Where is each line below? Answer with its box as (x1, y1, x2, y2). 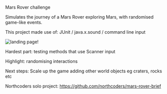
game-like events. (5, 20, 43, 25)
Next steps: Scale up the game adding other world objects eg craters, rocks (5, 68, 162, 74)
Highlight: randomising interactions (5, 58, 78, 64)
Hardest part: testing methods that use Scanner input (5, 49, 116, 54)
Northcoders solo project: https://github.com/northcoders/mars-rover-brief (5, 83, 161, 89)
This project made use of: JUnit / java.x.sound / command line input (5, 29, 146, 35)
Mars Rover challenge (5, 5, 51, 10)
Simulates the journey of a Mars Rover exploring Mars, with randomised (5, 14, 154, 20)
